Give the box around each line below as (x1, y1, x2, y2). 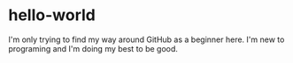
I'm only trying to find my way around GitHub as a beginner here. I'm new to (8, 34, 285, 45)
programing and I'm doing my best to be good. (8, 43, 179, 53)
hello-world (8, 5, 96, 25)
